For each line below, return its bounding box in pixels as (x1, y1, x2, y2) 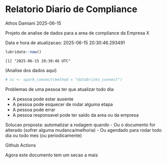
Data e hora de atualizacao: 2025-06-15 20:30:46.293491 (5, 39, 125, 46)
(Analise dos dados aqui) (5, 67, 57, 73)
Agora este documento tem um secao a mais (5, 152, 98, 158)
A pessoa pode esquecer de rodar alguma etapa (12, 101, 113, 107)
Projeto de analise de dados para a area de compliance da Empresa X (5, 30, 149, 36)
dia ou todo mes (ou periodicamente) (5, 132, 82, 138)
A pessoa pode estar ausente (12, 96, 74, 102)
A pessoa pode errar (12, 107, 55, 113)
